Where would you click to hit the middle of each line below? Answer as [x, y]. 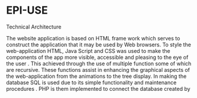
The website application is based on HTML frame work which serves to [93, 38]
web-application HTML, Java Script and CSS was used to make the [88, 50]
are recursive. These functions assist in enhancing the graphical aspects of [98, 69]
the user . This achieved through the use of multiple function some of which [99, 64]
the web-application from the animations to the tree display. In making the [96, 76]
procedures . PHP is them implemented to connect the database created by [99, 88]
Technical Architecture [34, 27]
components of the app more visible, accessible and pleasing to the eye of [97, 57]
